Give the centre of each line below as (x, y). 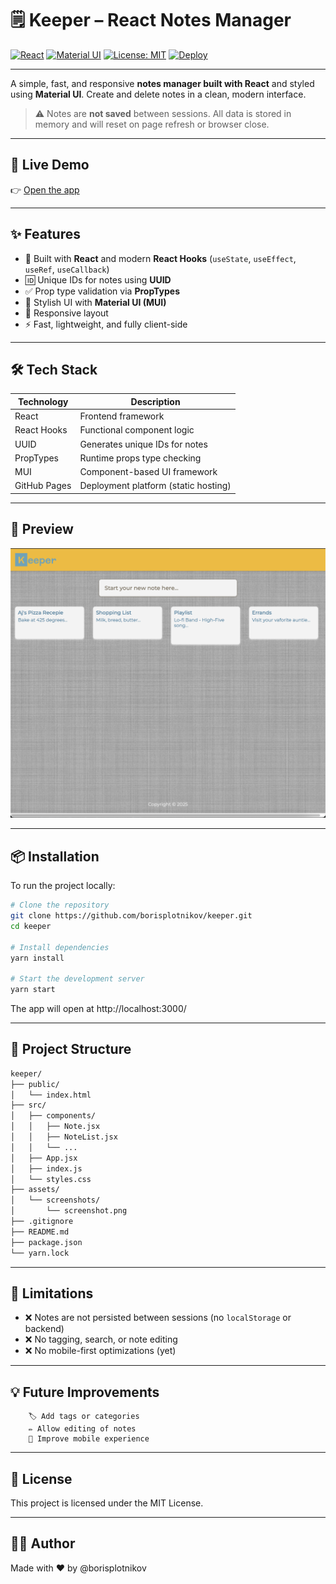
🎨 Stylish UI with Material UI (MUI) (95, 302)
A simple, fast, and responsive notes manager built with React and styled (162, 83)
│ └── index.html (51, 1095)
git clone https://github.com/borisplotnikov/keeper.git (131, 916)
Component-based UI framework (148, 472)
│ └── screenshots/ (55, 1200)
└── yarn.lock (40, 1253)
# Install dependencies (60, 947)
